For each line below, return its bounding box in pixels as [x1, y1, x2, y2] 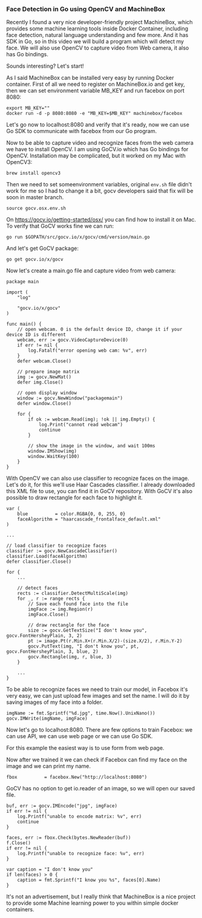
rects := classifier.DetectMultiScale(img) [17, 591, 129, 597]
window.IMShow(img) [28, 448, 77, 454]
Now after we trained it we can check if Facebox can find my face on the [6, 756, 187, 764]
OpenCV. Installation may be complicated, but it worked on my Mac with [6, 152, 186, 159]
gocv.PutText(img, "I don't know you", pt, [28, 643, 139, 649]
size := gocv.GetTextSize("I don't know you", [28, 628, 148, 634]
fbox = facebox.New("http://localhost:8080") [6, 774, 148, 781]
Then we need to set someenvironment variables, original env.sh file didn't [6, 181, 192, 188]
